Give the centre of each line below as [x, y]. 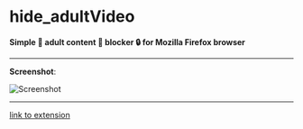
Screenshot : [33, 71]
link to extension [40, 115]
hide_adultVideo [72, 17]
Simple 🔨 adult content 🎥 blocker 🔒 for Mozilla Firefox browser [128, 41]
